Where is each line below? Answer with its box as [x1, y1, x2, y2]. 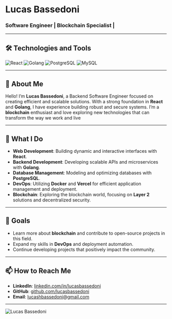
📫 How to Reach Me [5, 267, 71, 276]
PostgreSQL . [12, 175, 40, 181]
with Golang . [12, 164, 40, 170]
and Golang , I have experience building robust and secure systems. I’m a [5, 104, 160, 110]
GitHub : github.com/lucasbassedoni [12, 288, 90, 294]
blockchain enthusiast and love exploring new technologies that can [5, 109, 150, 116]
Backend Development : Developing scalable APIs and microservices [12, 158, 159, 165]
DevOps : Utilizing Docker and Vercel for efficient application [12, 180, 142, 187]
